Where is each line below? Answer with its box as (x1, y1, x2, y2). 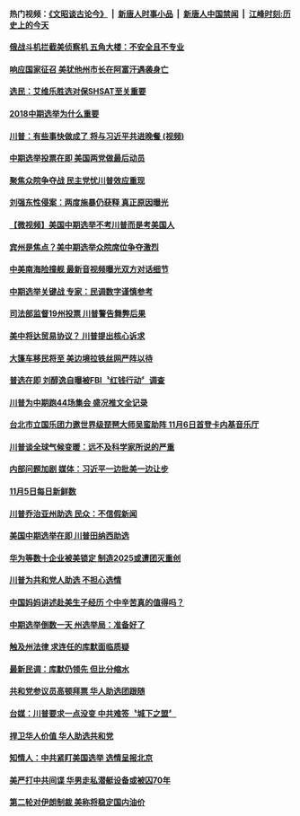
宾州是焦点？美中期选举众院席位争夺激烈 (9, 241, 159, 252)
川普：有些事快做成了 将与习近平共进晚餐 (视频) (9, 130, 185, 141)
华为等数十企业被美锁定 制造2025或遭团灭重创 (9, 552, 181, 563)
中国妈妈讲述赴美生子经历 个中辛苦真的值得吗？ (9, 597, 185, 608)
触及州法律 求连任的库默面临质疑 (9, 642, 130, 653)
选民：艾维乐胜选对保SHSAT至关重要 (9, 86, 146, 97)
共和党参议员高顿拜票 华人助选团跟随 (9, 686, 146, 697)
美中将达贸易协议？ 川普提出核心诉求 (9, 330, 146, 341)
